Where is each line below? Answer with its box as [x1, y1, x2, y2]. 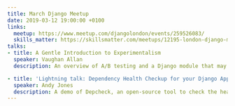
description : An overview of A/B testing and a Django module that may [13, 62, 227, 69]
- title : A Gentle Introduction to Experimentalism [7, 50, 161, 57]
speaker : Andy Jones [13, 81, 73, 88]
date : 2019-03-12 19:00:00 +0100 [7, 17, 105, 24]
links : [7, 23, 27, 30]
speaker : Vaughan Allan [13, 56, 83, 63]
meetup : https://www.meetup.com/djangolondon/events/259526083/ [13, 29, 205, 37]
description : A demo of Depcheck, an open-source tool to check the [13, 88, 218, 95]
